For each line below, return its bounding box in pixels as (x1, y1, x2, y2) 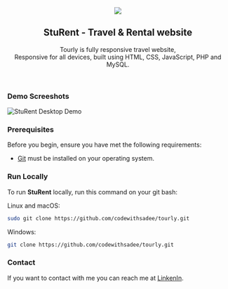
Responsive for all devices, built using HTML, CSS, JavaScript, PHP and (14, 53, 222, 61)
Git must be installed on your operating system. (17, 154, 154, 163)
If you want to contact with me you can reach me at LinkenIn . (7, 274, 184, 282)
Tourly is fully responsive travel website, (59, 45, 177, 53)
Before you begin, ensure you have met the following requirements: (7, 140, 202, 149)
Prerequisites (7, 125, 54, 135)
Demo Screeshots (7, 91, 69, 101)
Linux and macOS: (7, 201, 60, 210)
